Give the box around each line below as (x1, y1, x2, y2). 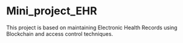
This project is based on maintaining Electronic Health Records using (6, 24, 178, 31)
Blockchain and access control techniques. (6, 30, 114, 37)
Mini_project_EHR (6, 4, 98, 18)
